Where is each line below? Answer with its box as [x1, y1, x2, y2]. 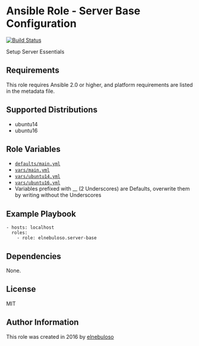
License [6, 284, 36, 294]
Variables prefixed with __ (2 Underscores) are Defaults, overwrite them [14, 185, 190, 192]
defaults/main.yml [14, 161, 61, 167]
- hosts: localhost [6, 225, 55, 230]
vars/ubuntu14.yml [14, 174, 61, 180]
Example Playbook [6, 208, 76, 219]
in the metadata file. [6, 88, 55, 95]
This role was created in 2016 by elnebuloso [6, 333, 114, 340]
